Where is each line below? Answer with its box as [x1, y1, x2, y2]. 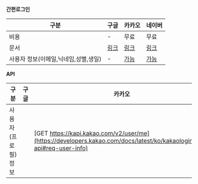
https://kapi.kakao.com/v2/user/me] [49, 130, 150, 137]
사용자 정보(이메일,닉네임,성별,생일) [9, 55, 102, 63]
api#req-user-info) [34, 144, 88, 152]
